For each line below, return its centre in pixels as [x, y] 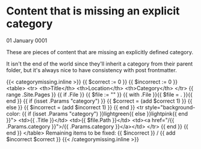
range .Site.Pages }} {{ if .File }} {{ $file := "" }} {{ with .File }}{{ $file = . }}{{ [99, 94]
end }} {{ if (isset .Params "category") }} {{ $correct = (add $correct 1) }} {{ [99, 101]
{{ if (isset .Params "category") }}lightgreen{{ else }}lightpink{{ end [105, 114]
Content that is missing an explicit [93, 11]
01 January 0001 [27, 40]
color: [14, 114]
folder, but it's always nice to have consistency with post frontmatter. [92, 70]
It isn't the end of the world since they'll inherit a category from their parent [100, 64]
